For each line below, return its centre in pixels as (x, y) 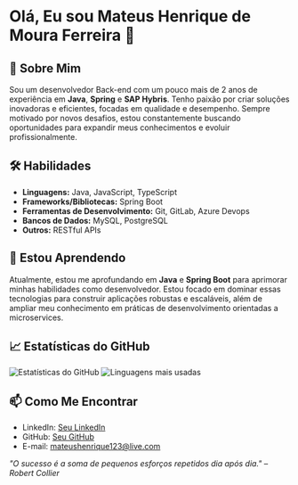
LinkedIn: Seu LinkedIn (64, 427)
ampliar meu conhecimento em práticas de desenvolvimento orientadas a (144, 308)
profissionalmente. (44, 137)
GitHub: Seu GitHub (58, 437)
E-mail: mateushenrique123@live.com (91, 447)
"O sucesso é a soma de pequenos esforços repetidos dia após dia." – (139, 464)
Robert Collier (35, 473)
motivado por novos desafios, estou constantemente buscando (125, 118)
